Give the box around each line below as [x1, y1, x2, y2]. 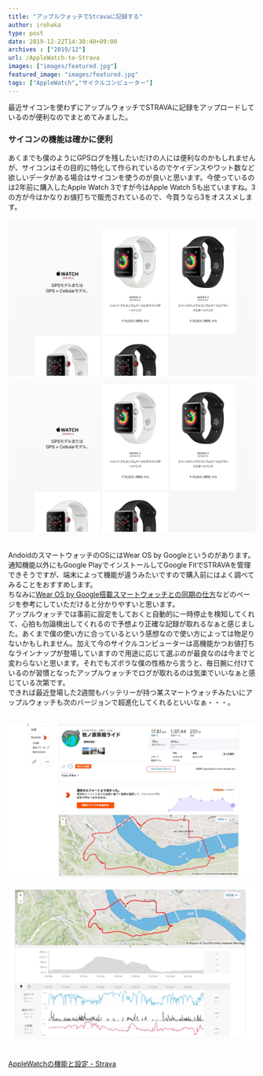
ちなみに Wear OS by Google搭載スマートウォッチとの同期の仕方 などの [8, 589, 237, 599]
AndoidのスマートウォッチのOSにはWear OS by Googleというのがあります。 [8, 550, 255, 560]
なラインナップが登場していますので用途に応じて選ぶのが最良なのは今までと [8, 648, 256, 658]
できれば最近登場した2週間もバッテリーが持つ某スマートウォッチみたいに [8, 688, 247, 697]
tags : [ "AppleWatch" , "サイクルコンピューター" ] [8, 78, 153, 86]
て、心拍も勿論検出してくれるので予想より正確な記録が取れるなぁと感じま [8, 618, 249, 628]
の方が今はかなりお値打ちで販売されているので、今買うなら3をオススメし [8, 192, 246, 202]
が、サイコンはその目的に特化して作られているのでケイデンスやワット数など [8, 162, 255, 172]
